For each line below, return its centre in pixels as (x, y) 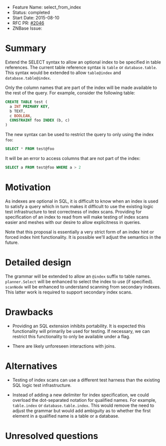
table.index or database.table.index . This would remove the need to (83, 405)
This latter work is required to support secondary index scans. (69, 292)
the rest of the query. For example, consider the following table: (70, 93)
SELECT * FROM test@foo (30, 149)
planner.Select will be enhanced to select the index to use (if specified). (80, 281)
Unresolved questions (52, 436)
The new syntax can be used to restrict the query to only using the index (80, 135)
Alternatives (31, 366)
